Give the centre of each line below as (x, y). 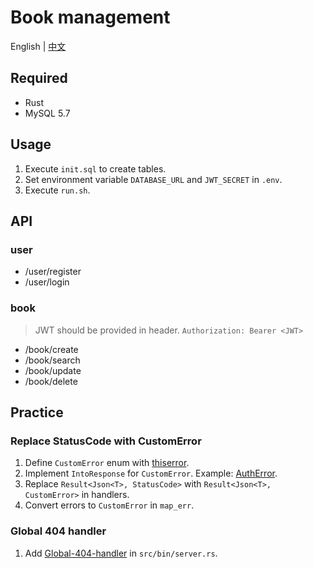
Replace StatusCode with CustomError (106, 441)
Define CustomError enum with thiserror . (107, 463)
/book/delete (51, 381)
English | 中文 (38, 46)
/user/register (53, 272)
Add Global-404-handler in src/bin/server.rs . (121, 553)
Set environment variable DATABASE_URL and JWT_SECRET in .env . (153, 179)
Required (39, 78)
